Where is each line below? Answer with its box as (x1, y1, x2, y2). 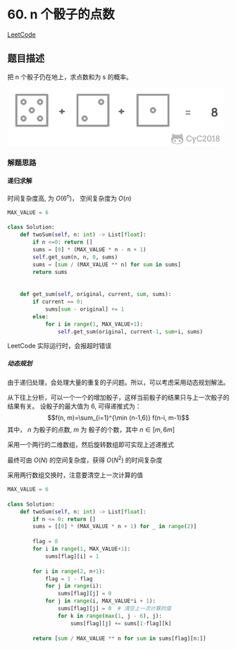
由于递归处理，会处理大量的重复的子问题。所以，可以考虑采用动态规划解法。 (7, 379, 230, 387)
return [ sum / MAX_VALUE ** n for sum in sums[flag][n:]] (32, 635, 206, 642)
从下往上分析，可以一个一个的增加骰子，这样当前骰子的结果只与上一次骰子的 (7, 393, 230, 402)
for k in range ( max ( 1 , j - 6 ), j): (57, 612, 162, 619)
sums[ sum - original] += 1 (44, 305, 125, 313)
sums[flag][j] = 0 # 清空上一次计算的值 (57, 605, 171, 612)
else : (32, 313, 49, 320)
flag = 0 (32, 538, 58, 545)
